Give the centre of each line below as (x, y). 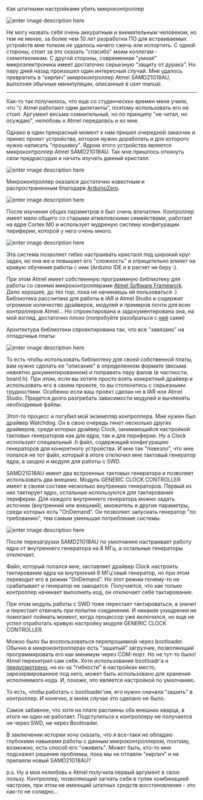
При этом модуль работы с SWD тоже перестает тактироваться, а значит (101, 604)
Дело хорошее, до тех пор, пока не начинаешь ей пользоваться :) (92, 292)
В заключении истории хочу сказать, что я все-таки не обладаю (90, 734)
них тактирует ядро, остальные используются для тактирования (90, 492)
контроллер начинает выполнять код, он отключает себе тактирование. (100, 592)
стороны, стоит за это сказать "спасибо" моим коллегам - (82, 52)
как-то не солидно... (32, 792)
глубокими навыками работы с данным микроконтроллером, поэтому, (98, 741)
